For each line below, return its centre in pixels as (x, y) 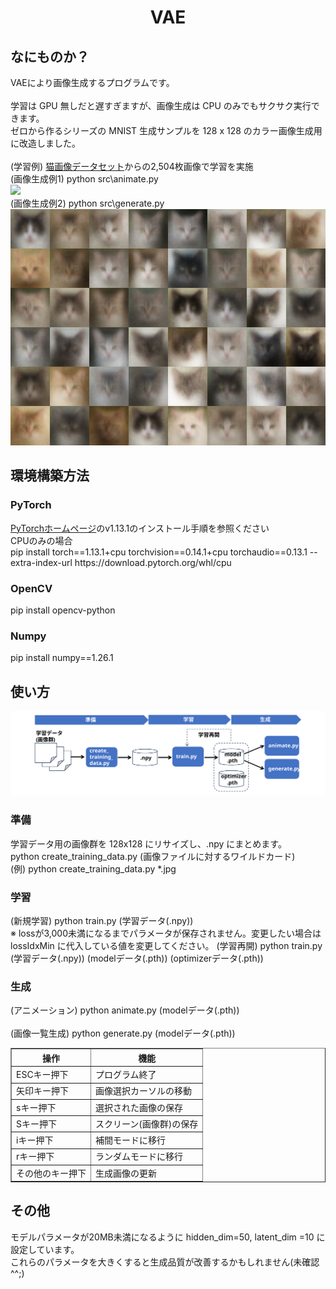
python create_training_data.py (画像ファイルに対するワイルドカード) (153, 856)
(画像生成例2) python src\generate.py (87, 203)
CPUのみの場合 (41, 540)
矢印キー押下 (42, 1091)
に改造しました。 (45, 143)
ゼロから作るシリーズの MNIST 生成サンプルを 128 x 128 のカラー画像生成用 (166, 130)
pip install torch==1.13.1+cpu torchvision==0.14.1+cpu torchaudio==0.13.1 (159, 552)
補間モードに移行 (130, 1140)
